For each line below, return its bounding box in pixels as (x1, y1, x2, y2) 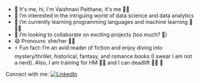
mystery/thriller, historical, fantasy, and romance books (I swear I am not (14, 53, 192, 60)
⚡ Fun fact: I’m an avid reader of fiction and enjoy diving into (14, 44, 163, 51)
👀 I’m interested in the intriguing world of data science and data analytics (14, 12, 194, 19)
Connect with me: (5, 70, 49, 78)
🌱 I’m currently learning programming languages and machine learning (14, 19, 188, 25)
